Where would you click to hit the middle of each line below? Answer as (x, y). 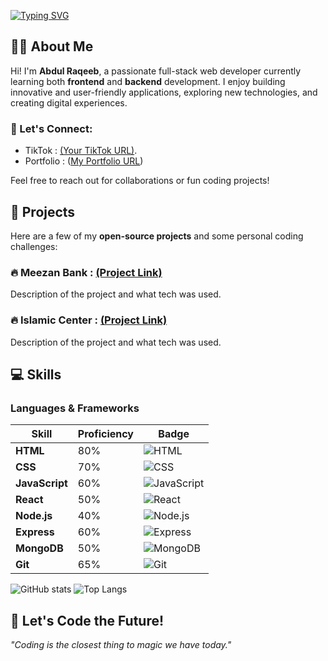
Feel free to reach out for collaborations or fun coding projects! (140, 181)
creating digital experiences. (69, 102)
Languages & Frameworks (75, 408)
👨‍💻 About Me (52, 46)
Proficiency (105, 434)
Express (35, 532)
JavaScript (41, 483)
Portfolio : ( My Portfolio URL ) (84, 161)
